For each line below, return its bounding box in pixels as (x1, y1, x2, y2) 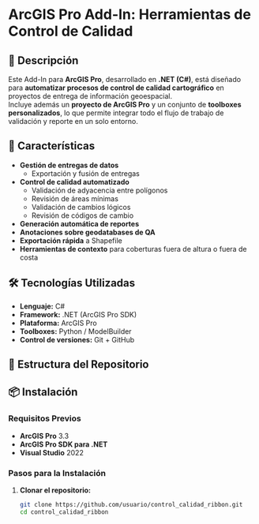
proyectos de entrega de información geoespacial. (8, 92, 172, 100)
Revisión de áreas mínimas (31, 193, 118, 203)
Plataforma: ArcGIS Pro (19, 318, 97, 327)
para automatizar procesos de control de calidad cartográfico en (8, 83, 225, 92)
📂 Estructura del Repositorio (8, 357, 149, 372)
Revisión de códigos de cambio (31, 211, 134, 220)
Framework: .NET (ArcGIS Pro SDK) (19, 309, 137, 319)
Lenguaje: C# (19, 301, 66, 311)
